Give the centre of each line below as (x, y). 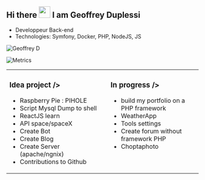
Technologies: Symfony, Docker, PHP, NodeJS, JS (78, 36)
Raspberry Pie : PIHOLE (53, 100)
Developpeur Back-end (44, 30)
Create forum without (151, 131)
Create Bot (35, 131)
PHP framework (144, 108)
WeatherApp (139, 116)
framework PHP (144, 138)
